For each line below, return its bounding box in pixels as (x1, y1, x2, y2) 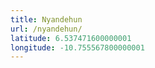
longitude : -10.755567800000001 (10, 42, 145, 53)
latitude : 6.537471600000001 (10, 33, 132, 43)
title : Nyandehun (10, 14, 83, 25)
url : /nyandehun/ (10, 24, 83, 34)
